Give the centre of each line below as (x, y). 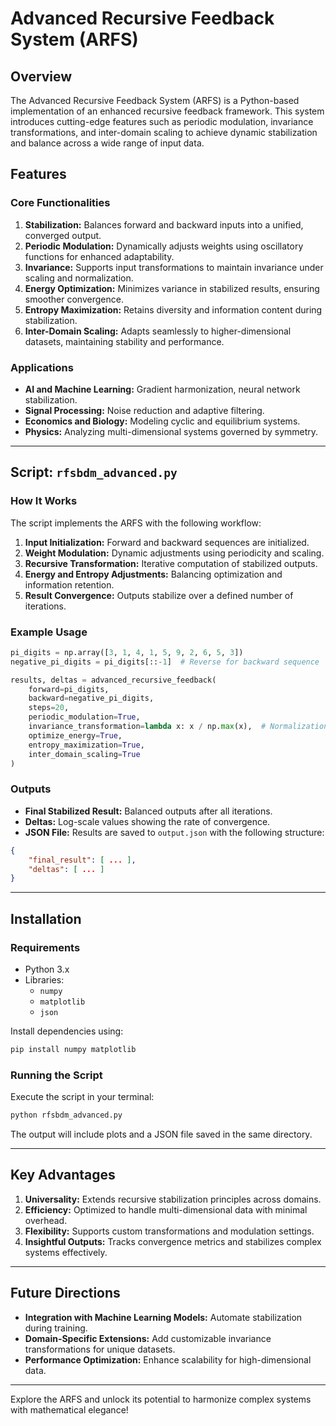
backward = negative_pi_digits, (91, 698)
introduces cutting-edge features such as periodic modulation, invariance (162, 121)
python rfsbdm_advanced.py (66, 1115)
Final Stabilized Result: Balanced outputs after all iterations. (148, 811)
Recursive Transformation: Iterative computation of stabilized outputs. (171, 563)
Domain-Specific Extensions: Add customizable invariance (148, 1338)
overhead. (46, 1220)
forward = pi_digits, (69, 689)
